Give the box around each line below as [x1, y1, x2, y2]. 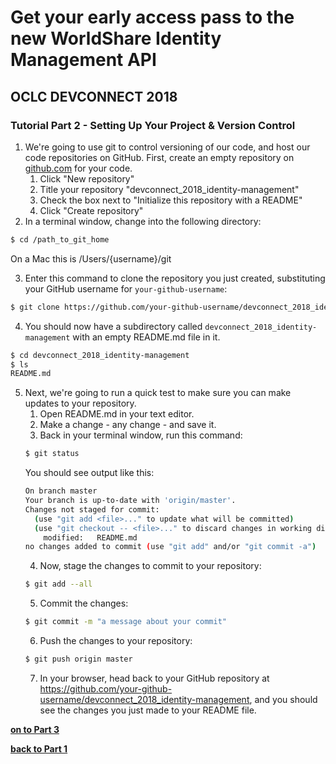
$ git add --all [24, 579, 93, 590]
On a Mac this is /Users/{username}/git [10, 252, 172, 265]
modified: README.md [43, 532, 138, 543]
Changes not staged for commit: [24, 504, 160, 515]
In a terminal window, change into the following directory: [24, 215, 262, 227]
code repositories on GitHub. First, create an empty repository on [24, 151, 295, 163]
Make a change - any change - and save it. [39, 419, 217, 431]
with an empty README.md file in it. [72, 331, 221, 343]
